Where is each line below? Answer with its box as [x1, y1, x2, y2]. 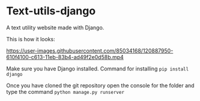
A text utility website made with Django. [6, 24, 105, 31]
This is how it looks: [6, 35, 55, 42]
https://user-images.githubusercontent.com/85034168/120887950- [6, 47, 174, 54]
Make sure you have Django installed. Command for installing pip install [6, 65, 189, 72]
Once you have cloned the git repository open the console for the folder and [6, 82, 195, 89]
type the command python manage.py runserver [6, 88, 125, 95]
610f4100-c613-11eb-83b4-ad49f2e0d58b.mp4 [6, 53, 124, 60]
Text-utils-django [6, 4, 96, 18]
